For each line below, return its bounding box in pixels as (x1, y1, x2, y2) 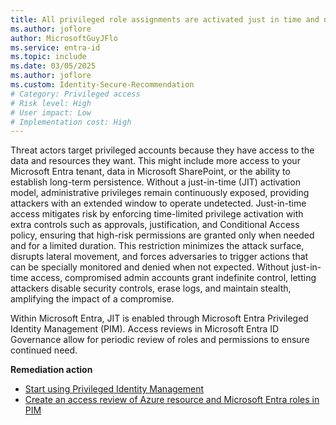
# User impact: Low (10, 107, 92, 118)
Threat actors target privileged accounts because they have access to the (10, 144, 315, 156)
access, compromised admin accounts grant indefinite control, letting (30, 272, 317, 284)
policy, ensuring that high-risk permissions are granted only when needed (10, 229, 315, 241)
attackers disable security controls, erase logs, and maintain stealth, (10, 282, 292, 295)
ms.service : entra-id (10, 42, 101, 53)
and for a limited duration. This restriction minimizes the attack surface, (10, 240, 305, 252)
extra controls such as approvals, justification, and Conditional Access (10, 219, 300, 231)
